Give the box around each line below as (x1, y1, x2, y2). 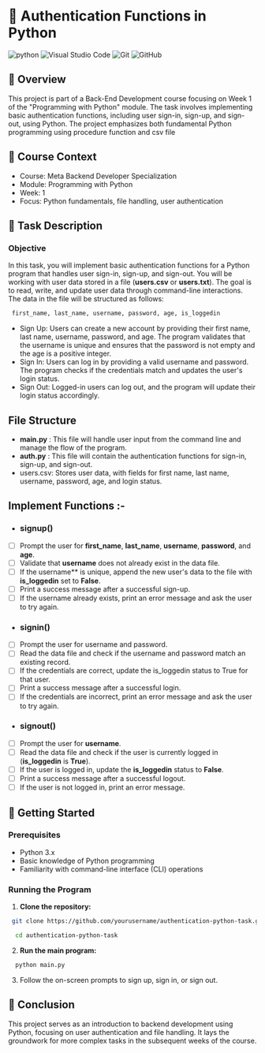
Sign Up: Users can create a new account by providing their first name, (19, 323, 251, 334)
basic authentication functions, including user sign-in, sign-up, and (8, 110, 226, 120)
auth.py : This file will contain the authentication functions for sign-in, (19, 451, 247, 461)
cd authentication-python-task (15, 932, 118, 939)
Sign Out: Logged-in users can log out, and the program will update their (19, 383, 256, 392)
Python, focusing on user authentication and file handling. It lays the (8, 1027, 230, 1036)
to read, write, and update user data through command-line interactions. (8, 286, 243, 295)
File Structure (8, 413, 77, 427)
